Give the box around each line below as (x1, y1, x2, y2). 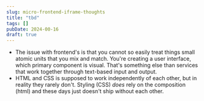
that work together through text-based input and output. (15, 68, 157, 75)
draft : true (6, 32, 37, 38)
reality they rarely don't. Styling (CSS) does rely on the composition (15, 81, 186, 89)
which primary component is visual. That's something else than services (15, 62, 198, 69)
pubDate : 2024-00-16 (6, 26, 59, 32)
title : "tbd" (6, 15, 40, 21)
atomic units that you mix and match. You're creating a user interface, (15, 55, 191, 62)
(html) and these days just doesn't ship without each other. (15, 88, 164, 95)
